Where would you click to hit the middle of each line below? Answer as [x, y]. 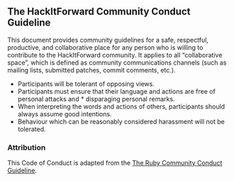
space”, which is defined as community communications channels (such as [117, 62]
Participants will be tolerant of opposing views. [86, 84]
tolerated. [32, 129]
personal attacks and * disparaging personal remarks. [96, 99]
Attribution [27, 147]
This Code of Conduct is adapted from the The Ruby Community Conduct [115, 163]
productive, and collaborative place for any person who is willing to [105, 47]
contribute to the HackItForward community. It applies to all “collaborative [115, 55]
